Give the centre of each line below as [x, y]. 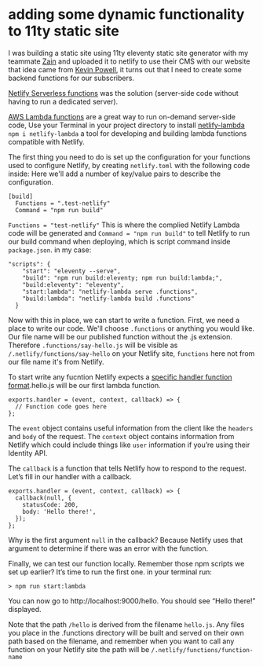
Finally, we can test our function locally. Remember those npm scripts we [126, 563]
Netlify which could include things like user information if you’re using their [129, 445]
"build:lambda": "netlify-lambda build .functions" [108, 299]
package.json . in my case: [50, 250]
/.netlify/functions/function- [202, 650]
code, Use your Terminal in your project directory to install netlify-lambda [126, 125]
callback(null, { [44, 498]
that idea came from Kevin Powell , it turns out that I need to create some [125, 69]
